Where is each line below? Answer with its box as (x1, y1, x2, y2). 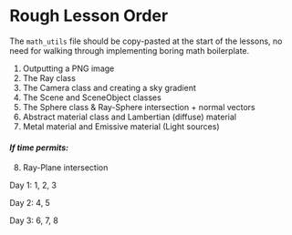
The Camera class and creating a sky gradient (22, 82, 196, 93)
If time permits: (9, 142, 69, 153)
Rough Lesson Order (9, 5, 169, 26)
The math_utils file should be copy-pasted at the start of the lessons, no (9, 36, 283, 46)
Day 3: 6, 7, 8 (9, 215, 59, 226)
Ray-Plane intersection (22, 162, 109, 173)
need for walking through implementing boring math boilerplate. (9, 45, 250, 56)
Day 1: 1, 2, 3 (9, 179, 57, 191)
